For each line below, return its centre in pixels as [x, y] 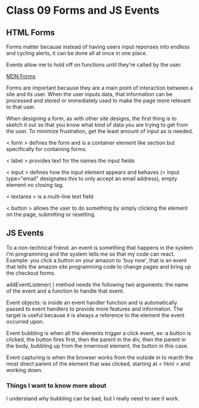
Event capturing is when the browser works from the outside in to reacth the [100, 357]
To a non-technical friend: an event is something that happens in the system [100, 247]
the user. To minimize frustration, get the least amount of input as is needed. [100, 131]
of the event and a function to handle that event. [65, 291]
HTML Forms [31, 33]
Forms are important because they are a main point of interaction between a [99, 88]
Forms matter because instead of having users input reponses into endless [98, 47]
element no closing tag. [35, 185]
